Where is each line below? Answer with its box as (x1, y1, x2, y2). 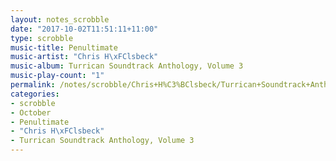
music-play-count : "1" (10, 71, 105, 81)
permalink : (10, 80, 56, 90)
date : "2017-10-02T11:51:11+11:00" (10, 24, 159, 34)
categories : (10, 89, 60, 99)
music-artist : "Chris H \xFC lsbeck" (10, 52, 159, 62)
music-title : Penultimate (10, 42, 118, 53)
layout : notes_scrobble (10, 14, 110, 25)
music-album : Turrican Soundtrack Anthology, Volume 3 (10, 61, 244, 71)
